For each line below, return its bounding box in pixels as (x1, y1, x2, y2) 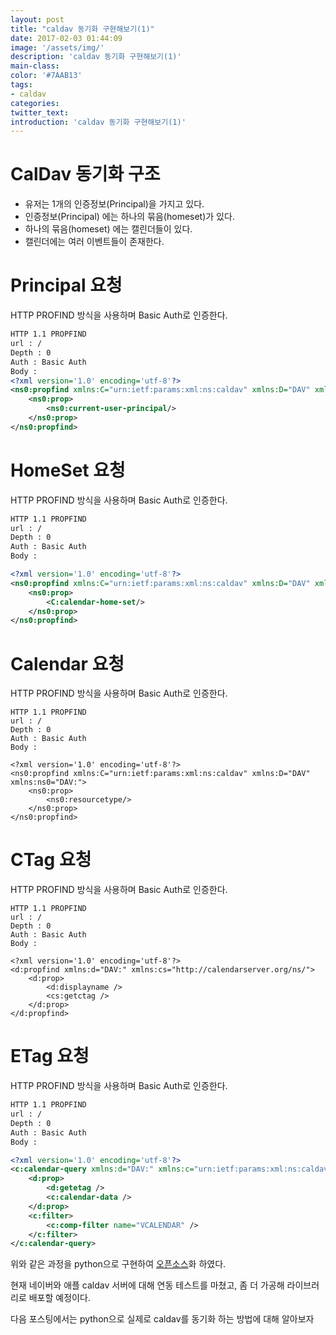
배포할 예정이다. (28, 1292, 91, 1304)
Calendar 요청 (10, 652, 125, 675)
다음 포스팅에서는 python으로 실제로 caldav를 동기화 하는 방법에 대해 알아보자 (10, 1313, 315, 1325)
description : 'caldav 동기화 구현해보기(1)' (10, 52, 182, 62)
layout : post (10, 14, 65, 25)
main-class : (10, 61, 60, 71)
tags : (10, 80, 33, 90)
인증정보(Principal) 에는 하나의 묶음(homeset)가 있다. (24, 211, 235, 223)
